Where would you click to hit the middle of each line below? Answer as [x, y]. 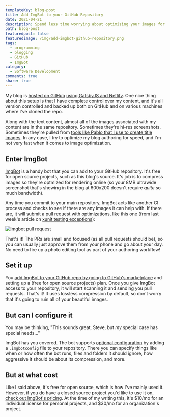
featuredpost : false [27, 34]
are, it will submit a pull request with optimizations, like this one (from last [82, 214]
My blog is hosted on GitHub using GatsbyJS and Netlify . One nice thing [81, 95]
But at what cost [32, 375]
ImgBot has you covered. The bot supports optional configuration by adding [85, 343]
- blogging [21, 52]
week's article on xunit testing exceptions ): [50, 219]
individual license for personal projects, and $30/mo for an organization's [82, 403]
